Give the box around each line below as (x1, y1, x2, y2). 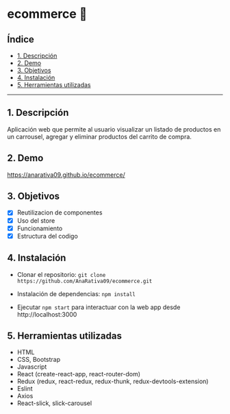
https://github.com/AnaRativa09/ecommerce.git (16, 278, 153, 284)
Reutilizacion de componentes (16, 208, 103, 217)
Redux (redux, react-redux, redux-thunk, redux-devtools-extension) (16, 377, 209, 386)
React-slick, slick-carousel (16, 399, 92, 407)
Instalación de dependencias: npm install (16, 289, 136, 297)
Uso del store (16, 216, 55, 225)
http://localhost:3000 (16, 310, 77, 318)
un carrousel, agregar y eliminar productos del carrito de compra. (7, 132, 192, 141)
